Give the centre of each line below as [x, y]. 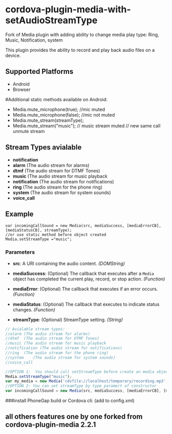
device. [13, 55]
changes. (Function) [34, 310]
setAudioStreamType [51, 20]
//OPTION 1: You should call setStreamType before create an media [80, 372]
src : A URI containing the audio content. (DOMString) [69, 263]
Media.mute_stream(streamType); [48, 120]
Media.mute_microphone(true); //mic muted [59, 109]
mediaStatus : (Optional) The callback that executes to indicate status [86, 304]
